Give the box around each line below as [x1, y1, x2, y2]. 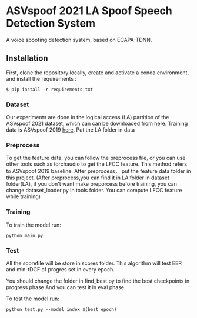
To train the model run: [6, 221, 62, 228]
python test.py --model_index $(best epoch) [6, 306, 117, 312]
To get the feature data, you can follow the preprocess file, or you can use [6, 155, 186, 162]
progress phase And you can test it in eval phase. [6, 283, 126, 290]
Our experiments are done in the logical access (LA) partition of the [6, 114, 169, 121]
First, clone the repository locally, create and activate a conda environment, [6, 69, 189, 76]
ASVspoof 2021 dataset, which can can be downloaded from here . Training [6, 120, 188, 127]
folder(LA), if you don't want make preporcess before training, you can [6, 181, 178, 188]
